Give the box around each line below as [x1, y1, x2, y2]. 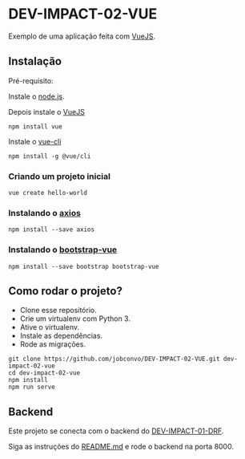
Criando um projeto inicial [8, 170, 110, 181]
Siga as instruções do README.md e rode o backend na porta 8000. [8, 442, 235, 452]
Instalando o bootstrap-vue [8, 244, 118, 255]
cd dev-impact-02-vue [8, 369, 81, 377]
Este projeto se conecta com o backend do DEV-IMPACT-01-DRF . [8, 426, 224, 436]
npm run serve [8, 383, 56, 392]
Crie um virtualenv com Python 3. [19, 314, 131, 323]
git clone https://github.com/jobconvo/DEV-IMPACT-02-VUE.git [8, 355, 220, 364]
